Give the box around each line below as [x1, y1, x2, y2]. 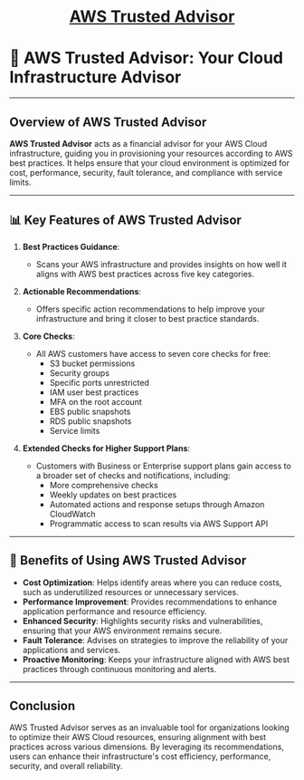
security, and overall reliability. [9, 761, 123, 772]
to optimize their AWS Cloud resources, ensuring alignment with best [9, 732, 267, 743]
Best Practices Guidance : [22, 241, 120, 252]
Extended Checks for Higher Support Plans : [22, 442, 191, 454]
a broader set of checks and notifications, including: [35, 469, 231, 481]
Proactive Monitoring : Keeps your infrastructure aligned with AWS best [22, 654, 290, 665]
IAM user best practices [49, 387, 139, 398]
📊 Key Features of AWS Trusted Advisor [9, 213, 242, 228]
